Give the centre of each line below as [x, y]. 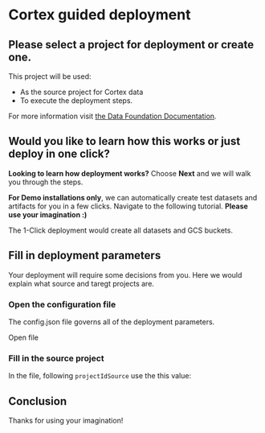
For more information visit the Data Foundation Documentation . [112, 116]
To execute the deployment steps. [76, 101]
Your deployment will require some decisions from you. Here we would [125, 274]
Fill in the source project [56, 358]
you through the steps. [46, 182]
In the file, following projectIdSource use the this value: [100, 376]
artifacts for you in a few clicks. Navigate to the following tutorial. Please [128, 206]
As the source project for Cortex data [82, 92]
